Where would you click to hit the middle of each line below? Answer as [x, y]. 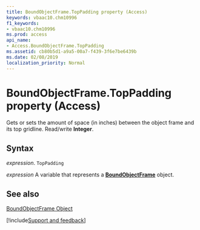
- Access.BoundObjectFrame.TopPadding [55, 46]
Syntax [20, 148]
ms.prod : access [27, 35]
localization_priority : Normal [46, 63]
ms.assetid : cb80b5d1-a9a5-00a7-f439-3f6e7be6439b [72, 52]
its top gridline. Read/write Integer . [50, 129]
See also [23, 194]
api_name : [19, 40]
